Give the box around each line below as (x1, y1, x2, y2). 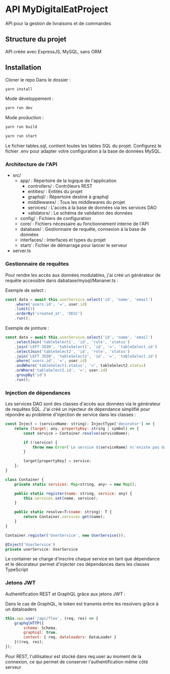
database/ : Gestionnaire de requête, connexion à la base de (20, 226, 146, 232)
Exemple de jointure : (5, 325, 50, 331)
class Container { (5, 477, 44, 482)
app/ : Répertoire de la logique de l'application (20, 178, 117, 184)
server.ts (12, 247, 31, 254)
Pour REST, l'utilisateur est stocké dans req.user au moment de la (5, 653, 142, 659)
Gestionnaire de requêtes (5, 260, 69, 267)
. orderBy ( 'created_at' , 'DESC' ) (14, 311, 82, 316)
